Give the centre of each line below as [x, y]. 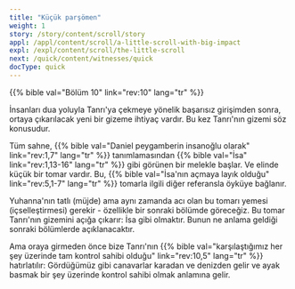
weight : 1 [28, 26]
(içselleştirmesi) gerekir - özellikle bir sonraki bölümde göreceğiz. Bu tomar [147, 210]
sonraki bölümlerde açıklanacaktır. [72, 229]
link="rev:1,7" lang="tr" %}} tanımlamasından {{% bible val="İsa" [128, 155]
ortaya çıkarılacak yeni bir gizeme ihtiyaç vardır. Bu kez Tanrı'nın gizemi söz [148, 119]
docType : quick [37, 68]
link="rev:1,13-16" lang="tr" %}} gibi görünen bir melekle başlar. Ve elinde [144, 165]
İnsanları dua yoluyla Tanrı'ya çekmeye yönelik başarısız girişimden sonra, [145, 109]
